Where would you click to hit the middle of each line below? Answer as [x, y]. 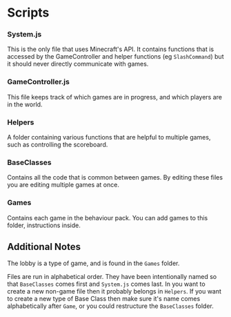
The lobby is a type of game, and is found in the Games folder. [93, 263]
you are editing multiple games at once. [63, 185]
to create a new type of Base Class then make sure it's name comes [104, 299]
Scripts [28, 13]
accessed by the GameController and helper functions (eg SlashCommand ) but [115, 57]
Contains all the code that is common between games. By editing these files [115, 177]
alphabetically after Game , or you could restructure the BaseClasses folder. [110, 306]
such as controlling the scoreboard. [58, 145]
